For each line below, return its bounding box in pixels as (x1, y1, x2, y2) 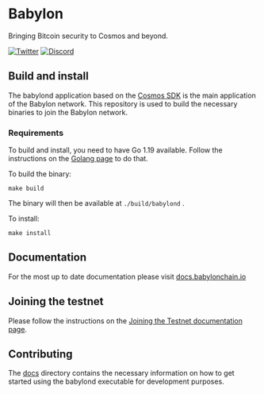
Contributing (8, 347, 73, 361)
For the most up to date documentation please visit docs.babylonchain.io (8, 272, 247, 281)
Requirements (8, 127, 64, 138)
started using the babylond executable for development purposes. (8, 377, 224, 386)
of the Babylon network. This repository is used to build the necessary (8, 98, 238, 108)
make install (8, 230, 52, 238)
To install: (8, 214, 40, 223)
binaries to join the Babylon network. (8, 107, 128, 117)
